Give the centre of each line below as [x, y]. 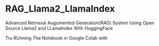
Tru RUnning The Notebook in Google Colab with [57, 38]
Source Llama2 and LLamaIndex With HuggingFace [59, 28]
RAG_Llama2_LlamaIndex [60, 9]
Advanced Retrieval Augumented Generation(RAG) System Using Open [80, 23]
